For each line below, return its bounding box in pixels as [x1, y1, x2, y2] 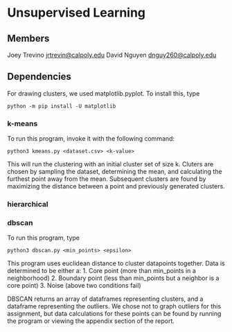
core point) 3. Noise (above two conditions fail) [7, 281, 141, 290]
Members [7, 33, 50, 44]
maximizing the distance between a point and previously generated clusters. [7, 182, 225, 191]
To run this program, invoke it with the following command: [7, 134, 175, 143]
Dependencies [7, 71, 71, 82]
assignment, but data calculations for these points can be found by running [7, 310, 222, 318]
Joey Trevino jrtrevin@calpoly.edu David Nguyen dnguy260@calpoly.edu [7, 51, 217, 59]
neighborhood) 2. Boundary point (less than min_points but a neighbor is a [7, 274, 220, 282]
